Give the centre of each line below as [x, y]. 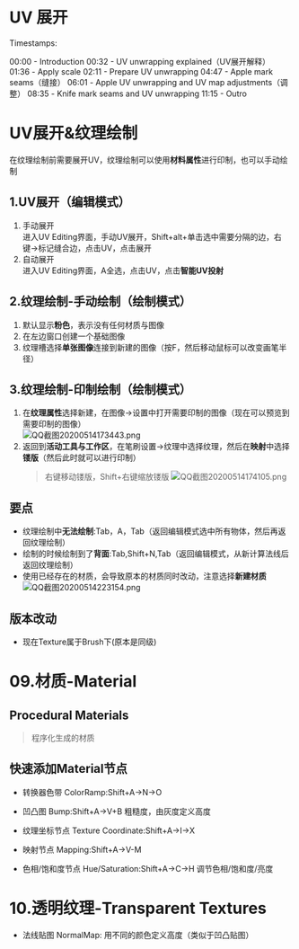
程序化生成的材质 [63, 738]
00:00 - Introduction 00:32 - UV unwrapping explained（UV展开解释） [140, 61]
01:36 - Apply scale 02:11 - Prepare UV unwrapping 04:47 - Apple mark [141, 71]
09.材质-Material [73, 682]
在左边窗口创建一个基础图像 [74, 336]
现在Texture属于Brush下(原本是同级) [89, 642]
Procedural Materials [69, 715]
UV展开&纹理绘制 [74, 133]
